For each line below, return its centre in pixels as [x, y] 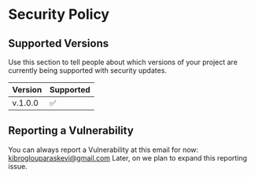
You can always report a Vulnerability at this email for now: [103, 150]
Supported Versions [58, 43]
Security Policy [59, 14]
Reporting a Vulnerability [71, 131]
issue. [18, 166]
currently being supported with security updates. [88, 70]
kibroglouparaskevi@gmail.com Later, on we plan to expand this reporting [128, 157]
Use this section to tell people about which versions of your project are [123, 62]
